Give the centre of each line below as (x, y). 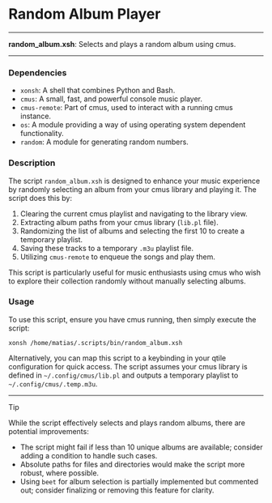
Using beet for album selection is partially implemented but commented (139, 481)
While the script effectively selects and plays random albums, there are (127, 423)
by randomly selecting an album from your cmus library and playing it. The (132, 189)
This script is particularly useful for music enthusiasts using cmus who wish (135, 272)
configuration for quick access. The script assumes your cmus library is (128, 366)
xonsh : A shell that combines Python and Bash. (98, 91)
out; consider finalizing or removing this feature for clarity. (117, 490)
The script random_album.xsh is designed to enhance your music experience (134, 181)
